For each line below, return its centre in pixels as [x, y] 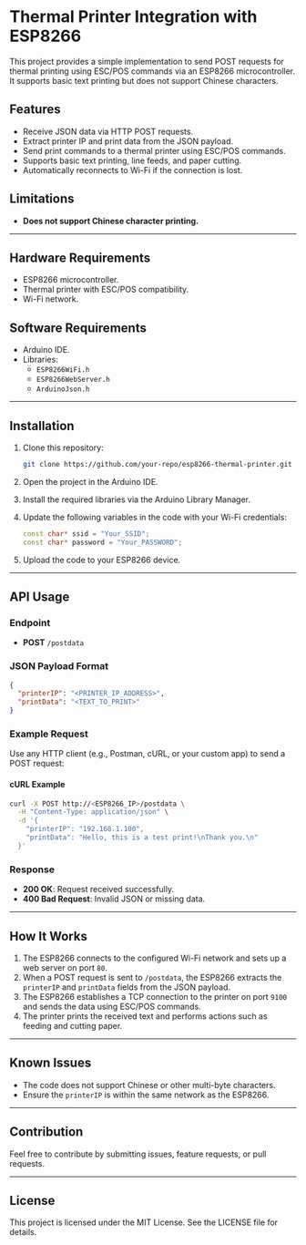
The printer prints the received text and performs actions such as [145, 1016]
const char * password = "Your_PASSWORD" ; [102, 542]
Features [35, 110]
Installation [42, 426]
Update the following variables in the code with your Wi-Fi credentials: [155, 517]
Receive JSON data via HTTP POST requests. [108, 131]
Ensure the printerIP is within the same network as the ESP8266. [146, 1095]
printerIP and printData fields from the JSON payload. [126, 987]
